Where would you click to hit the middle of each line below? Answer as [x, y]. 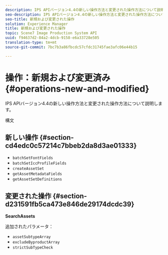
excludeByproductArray [36, 242]
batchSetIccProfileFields [39, 163]
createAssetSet [28, 169]
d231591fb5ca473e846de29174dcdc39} [70, 204]
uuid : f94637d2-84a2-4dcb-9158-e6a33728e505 [52, 38]
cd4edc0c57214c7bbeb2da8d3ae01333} [71, 146]
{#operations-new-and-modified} [77, 89]
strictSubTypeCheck [33, 248]
